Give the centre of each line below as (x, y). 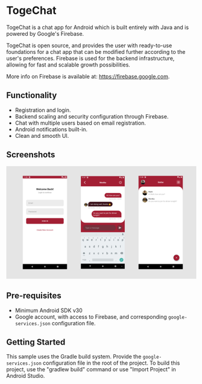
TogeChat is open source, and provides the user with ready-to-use (89, 45)
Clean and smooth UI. (42, 135)
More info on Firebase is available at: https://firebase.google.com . (88, 76)
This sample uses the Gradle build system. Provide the (74, 357)
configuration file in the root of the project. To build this (112, 363)
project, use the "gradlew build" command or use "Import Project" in (91, 369)
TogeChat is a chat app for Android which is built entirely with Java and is (97, 27)
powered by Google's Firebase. (45, 33)
